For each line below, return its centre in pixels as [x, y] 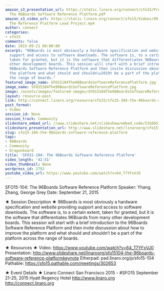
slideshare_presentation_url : [36, 128]
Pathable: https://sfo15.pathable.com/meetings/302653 [61, 263]
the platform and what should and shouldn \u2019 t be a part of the [80, 73]
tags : [10, 137]
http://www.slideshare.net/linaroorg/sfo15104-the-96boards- [94, 253]
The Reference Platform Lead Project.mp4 [52, 23]
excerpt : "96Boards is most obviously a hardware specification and [76, 50]
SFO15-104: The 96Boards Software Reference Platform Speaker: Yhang [78, 187]
